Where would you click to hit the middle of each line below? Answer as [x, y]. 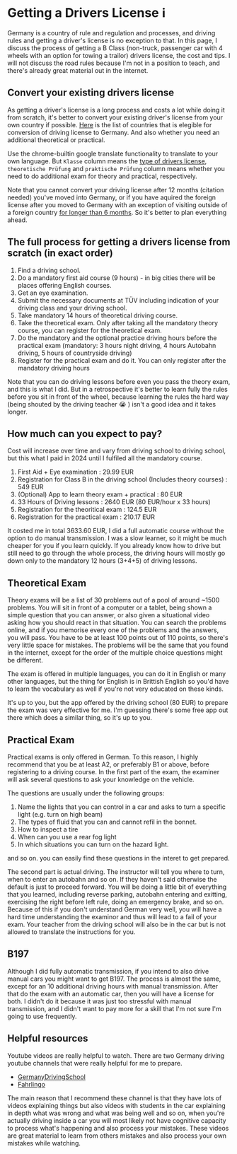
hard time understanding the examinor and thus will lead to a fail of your [112, 917]
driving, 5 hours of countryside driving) [75, 353]
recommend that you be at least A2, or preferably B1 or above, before [109, 764]
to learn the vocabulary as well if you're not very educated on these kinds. [116, 689]
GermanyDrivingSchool [52, 1077]
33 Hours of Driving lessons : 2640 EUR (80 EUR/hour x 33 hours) [114, 502]
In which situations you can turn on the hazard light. [93, 844]
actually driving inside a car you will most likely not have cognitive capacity [117, 1120]
